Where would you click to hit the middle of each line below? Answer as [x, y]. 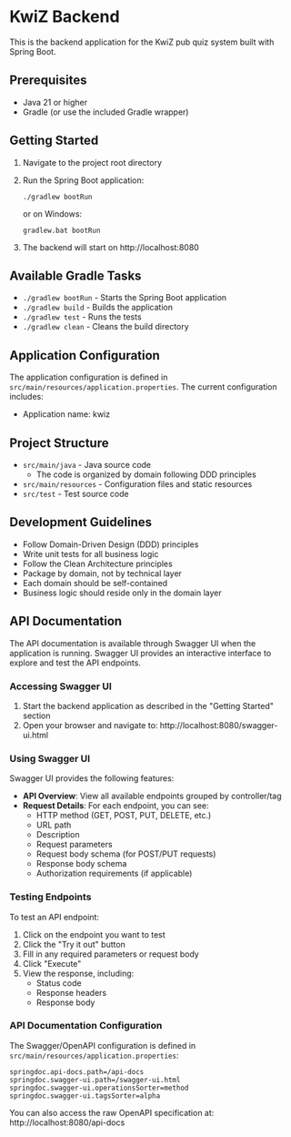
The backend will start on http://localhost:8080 [111, 247]
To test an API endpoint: [55, 917]
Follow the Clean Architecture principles [97, 563]
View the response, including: [78, 973]
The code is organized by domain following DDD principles [146, 474]
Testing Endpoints [50, 897]
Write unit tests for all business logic [90, 553]
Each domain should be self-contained [95, 583]
